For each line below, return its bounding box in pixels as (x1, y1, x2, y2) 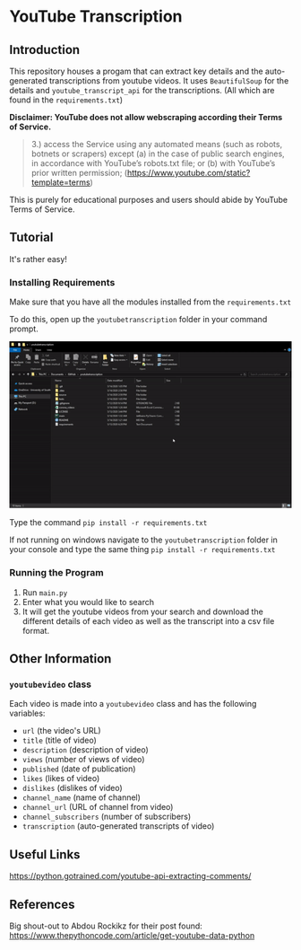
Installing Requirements (9, 276, 116, 288)
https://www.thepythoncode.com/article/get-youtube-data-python (9, 930, 255, 941)
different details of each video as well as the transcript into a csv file (21, 615, 275, 626)
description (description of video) (21, 744, 150, 755)
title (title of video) (21, 734, 97, 746)
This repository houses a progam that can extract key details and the (9, 66, 263, 76)
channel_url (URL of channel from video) (21, 802, 174, 813)
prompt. (9, 323, 39, 334)
